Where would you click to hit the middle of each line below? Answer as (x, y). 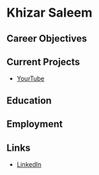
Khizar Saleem (49, 13)
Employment (35, 124)
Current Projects (43, 61)
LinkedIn (29, 164)
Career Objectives (47, 39)
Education (29, 100)
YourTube (30, 78)
